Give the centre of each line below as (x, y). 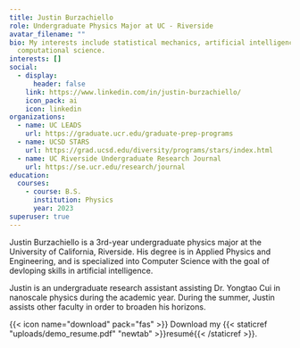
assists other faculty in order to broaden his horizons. (108, 307)
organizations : (37, 117)
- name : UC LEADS (50, 126)
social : (24, 68)
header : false (59, 84)
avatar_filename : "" (48, 34)
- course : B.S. (54, 192)
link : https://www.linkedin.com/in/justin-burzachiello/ (133, 92)
